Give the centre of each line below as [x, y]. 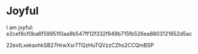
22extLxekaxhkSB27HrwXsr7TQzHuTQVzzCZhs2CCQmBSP [80, 45]
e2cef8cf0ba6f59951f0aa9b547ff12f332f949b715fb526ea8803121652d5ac [99, 33]
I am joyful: [20, 27]
